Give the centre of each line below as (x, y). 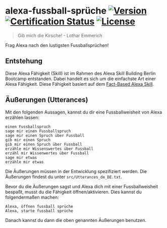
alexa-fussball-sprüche (56, 11)
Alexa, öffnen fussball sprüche (39, 206)
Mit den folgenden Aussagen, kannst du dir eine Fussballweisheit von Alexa (84, 112)
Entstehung (24, 61)
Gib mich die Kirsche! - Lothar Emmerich (60, 35)
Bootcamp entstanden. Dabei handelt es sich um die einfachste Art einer (81, 79)
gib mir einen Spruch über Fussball (44, 144)
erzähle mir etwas (24, 162)
